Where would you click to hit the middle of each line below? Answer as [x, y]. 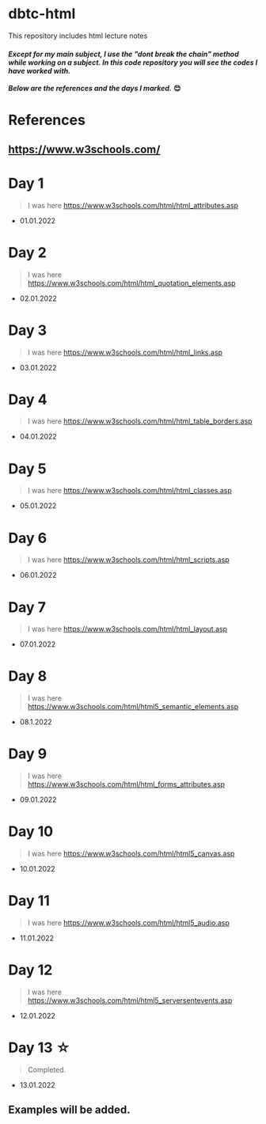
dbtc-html [42, 14]
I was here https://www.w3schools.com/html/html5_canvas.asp [131, 854]
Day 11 [29, 901]
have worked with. [40, 70]
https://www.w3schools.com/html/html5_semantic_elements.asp [133, 707]
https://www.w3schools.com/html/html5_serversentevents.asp [130, 1000]
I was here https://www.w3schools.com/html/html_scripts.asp [128, 560]
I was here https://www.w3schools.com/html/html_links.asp [125, 352]
